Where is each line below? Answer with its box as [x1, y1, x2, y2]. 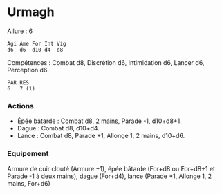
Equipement [7, 149, 49, 159]
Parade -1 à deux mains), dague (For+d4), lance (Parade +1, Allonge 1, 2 [7, 172, 212, 180]
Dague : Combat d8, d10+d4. [17, 124, 100, 133]
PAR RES [7, 79, 30, 86]
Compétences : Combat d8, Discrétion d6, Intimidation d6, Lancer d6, [7, 58, 205, 66]
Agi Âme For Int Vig [7, 40, 67, 47]
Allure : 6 [7, 27, 33, 35]
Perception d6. [7, 66, 50, 74]
